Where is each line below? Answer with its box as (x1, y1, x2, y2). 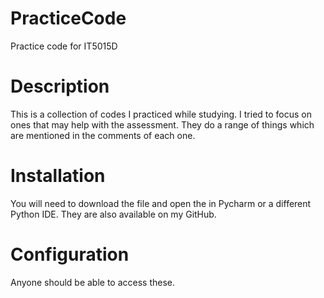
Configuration (10, 243, 130, 266)
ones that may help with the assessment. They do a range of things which (10, 118, 315, 131)
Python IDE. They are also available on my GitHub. (10, 208, 217, 220)
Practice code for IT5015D (10, 40, 118, 52)
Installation (10, 165, 106, 187)
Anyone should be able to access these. (10, 276, 176, 288)
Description (10, 75, 110, 98)
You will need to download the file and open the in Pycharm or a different (10, 197, 312, 209)
